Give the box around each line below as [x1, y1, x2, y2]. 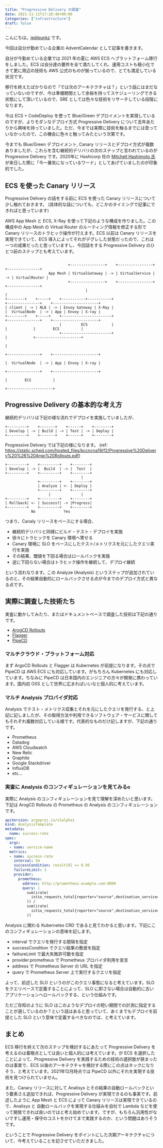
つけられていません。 [17, 1074, 61, 1080]
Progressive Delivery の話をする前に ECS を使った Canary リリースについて [5, 196, 156, 201]
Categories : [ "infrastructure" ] [5, 16, 70, 21]
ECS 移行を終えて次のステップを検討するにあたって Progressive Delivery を [5, 1044, 156, 1049]
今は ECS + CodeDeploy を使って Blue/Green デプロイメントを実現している [5, 113, 156, 119]
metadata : [5, 826, 25, 832]
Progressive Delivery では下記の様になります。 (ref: [5, 442, 108, 448]
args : [9, 840, 21, 845]
